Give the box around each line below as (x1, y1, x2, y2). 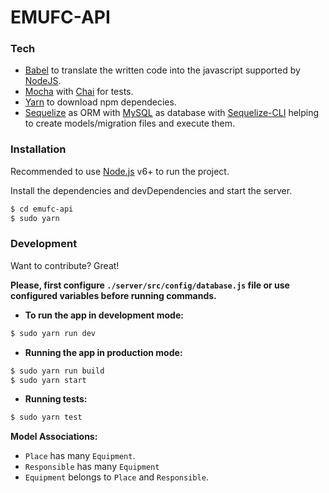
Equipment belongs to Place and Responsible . (24, 471, 209, 483)
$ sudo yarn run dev (10, 328, 97, 338)
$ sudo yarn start (10, 375, 87, 385)
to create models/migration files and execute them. (24, 117, 236, 130)
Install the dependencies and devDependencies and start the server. (10, 184, 293, 196)
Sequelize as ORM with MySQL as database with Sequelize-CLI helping (24, 107, 320, 119)
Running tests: (24, 393, 88, 405)
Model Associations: (10, 431, 98, 443)
